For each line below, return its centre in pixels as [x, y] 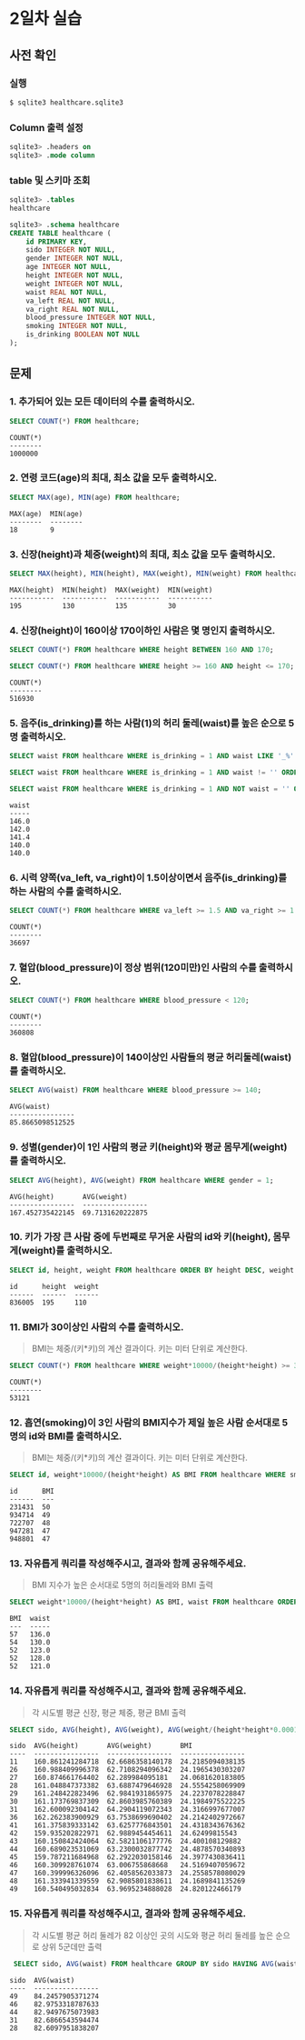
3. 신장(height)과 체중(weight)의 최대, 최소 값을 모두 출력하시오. [143, 554]
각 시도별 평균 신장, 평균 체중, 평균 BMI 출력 [109, 1712]
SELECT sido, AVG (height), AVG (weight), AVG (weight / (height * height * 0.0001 [154, 1730]
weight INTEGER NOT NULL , [75, 284]
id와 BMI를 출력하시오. [75, 1435]
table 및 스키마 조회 [50, 180]
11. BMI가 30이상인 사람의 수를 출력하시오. [97, 1326]
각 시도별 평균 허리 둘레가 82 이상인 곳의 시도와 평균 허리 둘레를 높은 [152, 1935]
